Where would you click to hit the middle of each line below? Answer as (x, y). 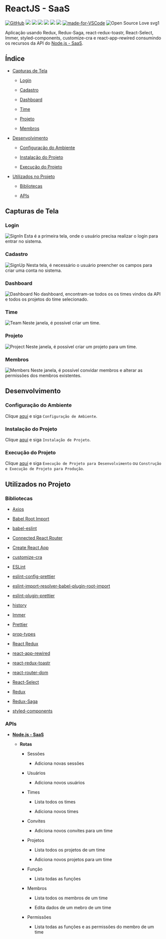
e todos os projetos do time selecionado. (47, 299)
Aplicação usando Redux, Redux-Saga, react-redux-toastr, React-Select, (79, 32)
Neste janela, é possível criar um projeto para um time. (81, 346)
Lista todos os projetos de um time (70, 850)
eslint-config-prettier (34, 576)
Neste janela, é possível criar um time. (61, 323)
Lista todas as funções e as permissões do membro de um (94, 927)
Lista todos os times (55, 802)
